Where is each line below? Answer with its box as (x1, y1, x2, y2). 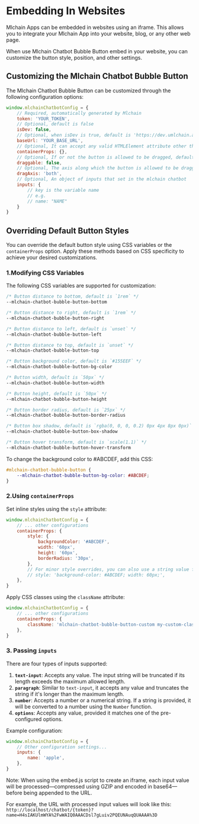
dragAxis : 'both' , (17, 170, 62, 177)
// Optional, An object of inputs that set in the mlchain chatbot (17, 176, 187, 182)
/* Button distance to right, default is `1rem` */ (6, 310, 136, 316)
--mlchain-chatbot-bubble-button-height (6, 396, 108, 402)
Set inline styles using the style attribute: (6, 505, 107, 513)
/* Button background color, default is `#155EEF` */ (6, 358, 142, 365)
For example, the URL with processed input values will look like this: (6, 800, 172, 807)
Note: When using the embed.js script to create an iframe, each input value (6, 777, 190, 784)
